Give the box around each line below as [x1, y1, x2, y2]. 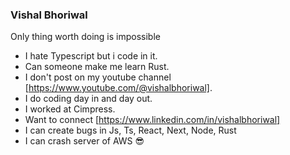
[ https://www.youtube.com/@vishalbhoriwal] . [24, 82, 213, 94]
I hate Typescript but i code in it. [24, 50, 158, 62]
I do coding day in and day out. [24, 93, 153, 105]
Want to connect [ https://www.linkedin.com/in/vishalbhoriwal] [24, 114, 281, 126]
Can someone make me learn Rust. [24, 61, 170, 73]
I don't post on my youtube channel [24, 71, 172, 83]
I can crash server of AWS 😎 [24, 135, 145, 147]
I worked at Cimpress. [24, 103, 116, 115]
